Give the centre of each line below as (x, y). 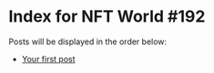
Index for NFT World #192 (107, 17)
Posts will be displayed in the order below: (88, 41)
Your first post (48, 59)
